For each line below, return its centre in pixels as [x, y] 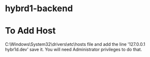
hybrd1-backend [39, 9]
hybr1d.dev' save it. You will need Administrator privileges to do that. [74, 50]
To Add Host [30, 31]
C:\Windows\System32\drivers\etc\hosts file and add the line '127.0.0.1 [75, 44]
